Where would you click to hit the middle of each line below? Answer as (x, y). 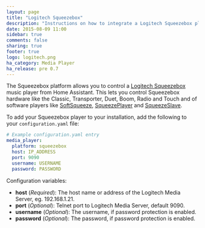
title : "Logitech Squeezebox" (45, 18)
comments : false (27, 40)
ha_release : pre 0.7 (33, 69)
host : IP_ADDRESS (34, 152)
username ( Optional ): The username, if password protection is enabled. (106, 212)
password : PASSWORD (37, 169)
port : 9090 (26, 157)
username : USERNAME (37, 163)
